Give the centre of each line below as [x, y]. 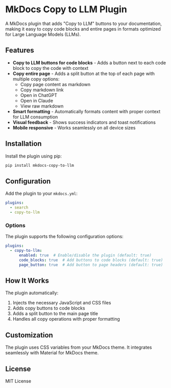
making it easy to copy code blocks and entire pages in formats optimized [83, 29]
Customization [29, 335]
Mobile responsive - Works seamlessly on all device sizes [74, 127]
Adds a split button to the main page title [55, 314]
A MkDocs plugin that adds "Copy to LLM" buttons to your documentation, [83, 23]
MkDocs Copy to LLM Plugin [66, 9]
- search [19, 208]
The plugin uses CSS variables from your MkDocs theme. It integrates [79, 347]
